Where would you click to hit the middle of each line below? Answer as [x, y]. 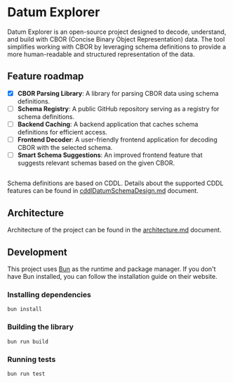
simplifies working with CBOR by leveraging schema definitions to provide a [117, 46]
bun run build [28, 341]
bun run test [26, 374]
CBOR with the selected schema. [65, 147]
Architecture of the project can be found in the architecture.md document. [114, 230]
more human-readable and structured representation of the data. [101, 54]
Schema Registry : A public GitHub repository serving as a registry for [118, 108]
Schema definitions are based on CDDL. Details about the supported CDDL [115, 183]
